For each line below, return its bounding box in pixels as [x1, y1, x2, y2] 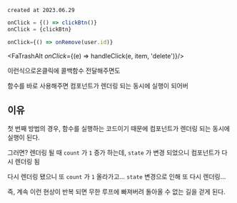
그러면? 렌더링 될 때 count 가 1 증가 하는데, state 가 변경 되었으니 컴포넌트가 [7, 148, 221, 157]
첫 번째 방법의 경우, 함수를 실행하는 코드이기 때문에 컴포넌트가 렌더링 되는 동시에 [7, 125, 231, 133]
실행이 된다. [7, 133, 41, 142]
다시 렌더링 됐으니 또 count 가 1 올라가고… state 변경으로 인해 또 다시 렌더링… [7, 172, 226, 181]
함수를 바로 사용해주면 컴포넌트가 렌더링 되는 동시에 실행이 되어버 [7, 81, 189, 90]
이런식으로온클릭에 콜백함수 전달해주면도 [7, 66, 121, 75]
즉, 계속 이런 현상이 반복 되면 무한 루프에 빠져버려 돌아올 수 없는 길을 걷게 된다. [7, 187, 226, 196]
